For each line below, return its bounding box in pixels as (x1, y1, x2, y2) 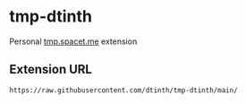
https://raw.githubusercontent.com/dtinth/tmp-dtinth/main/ (9, 85, 239, 95)
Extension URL (9, 62, 92, 77)
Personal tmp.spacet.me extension (9, 36, 138, 47)
